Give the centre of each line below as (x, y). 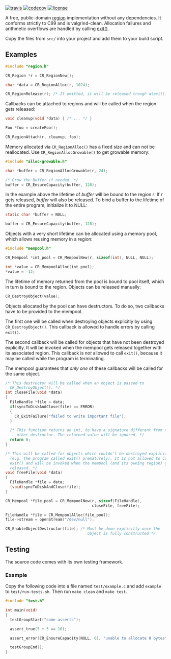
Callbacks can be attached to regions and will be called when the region (81, 104)
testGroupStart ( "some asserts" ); (45, 620)
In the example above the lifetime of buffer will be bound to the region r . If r (84, 195)
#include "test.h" (25, 601)
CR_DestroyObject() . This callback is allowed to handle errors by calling (80, 326)
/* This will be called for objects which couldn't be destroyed (76, 454)
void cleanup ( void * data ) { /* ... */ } (49, 119)
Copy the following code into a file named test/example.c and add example (83, 586)
